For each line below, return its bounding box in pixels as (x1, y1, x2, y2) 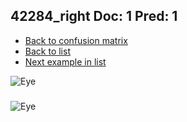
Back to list (24, 45, 71, 57)
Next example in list (24, 55, 107, 68)
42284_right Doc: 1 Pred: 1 (10, 8, 178, 25)
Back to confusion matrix (24, 34, 128, 46)
